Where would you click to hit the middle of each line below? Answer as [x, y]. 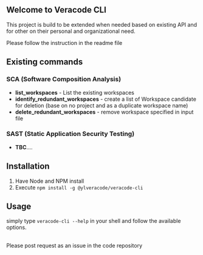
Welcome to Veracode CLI [56, 10]
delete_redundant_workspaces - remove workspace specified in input [104, 112]
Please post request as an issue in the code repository [74, 246]
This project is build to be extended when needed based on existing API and [102, 24]
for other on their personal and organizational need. [71, 31]
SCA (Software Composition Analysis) [64, 80]
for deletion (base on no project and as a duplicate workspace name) [101, 105]
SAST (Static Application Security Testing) [71, 134]
